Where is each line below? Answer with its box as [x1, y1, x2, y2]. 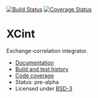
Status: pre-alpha [15, 78, 59, 85]
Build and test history [15, 65, 69, 72]
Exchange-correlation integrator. [6, 47, 88, 54]
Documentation [15, 58, 54, 66]
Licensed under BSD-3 [15, 85, 73, 92]
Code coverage [15, 72, 54, 79]
